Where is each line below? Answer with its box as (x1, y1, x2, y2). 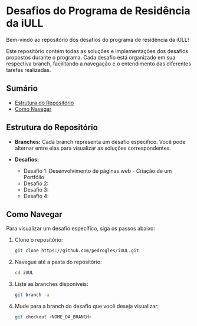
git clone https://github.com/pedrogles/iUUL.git (14, 248, 140, 254)
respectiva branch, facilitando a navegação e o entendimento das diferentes (6, 60, 192, 67)
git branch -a (14, 292, 50, 298)
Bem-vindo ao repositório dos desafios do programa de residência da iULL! (6, 36, 189, 43)
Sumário (6, 84, 38, 94)
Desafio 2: (23, 180, 49, 187)
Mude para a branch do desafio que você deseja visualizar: (14, 302, 159, 309)
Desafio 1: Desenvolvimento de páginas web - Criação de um (23, 167, 172, 174)
